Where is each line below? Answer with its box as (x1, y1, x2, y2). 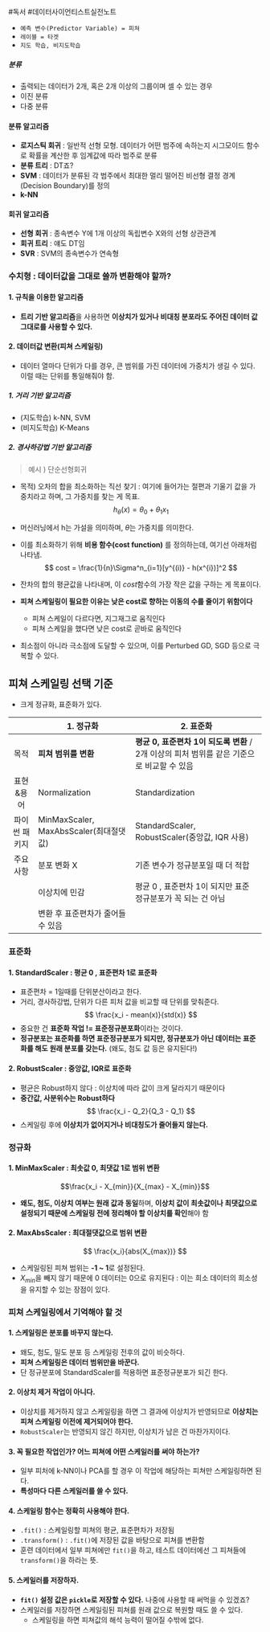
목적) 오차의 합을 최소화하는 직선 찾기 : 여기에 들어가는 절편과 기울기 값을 (19, 481, 247, 491)
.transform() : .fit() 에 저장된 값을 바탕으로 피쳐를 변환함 (19, 1536, 205, 1545)
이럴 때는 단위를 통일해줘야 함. (19, 370, 115, 380)
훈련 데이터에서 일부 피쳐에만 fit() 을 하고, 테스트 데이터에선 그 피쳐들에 (19, 1545, 247, 1555)
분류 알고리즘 (8, 121, 50, 131)
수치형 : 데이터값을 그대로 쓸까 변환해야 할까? (8, 271, 171, 282)
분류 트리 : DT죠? (19, 161, 74, 170)
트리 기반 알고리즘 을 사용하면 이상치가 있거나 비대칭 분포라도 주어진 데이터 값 (19, 312, 259, 321)
